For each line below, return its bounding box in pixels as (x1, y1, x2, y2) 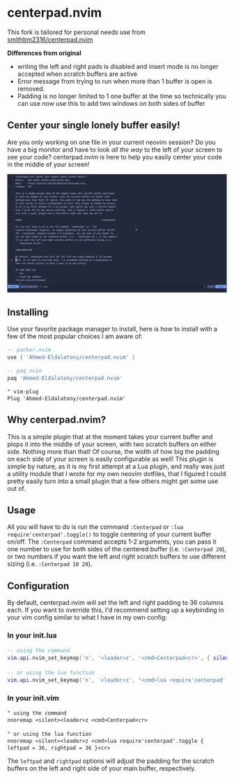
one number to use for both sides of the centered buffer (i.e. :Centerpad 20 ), (7, 545, 226, 553)
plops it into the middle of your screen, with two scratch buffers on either (7, 440, 217, 448)
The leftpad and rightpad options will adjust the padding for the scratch (7, 757, 214, 765)
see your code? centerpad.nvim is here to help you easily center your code (7, 152, 223, 161)
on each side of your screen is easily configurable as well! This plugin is (7, 455, 214, 463)
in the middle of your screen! (7, 160, 90, 168)
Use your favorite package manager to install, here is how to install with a (7, 325, 218, 333)
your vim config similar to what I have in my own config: (7, 613, 167, 622)
